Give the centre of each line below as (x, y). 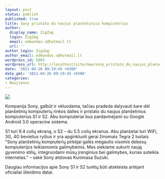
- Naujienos (17, 83)
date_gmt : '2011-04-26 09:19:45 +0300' (46, 74)
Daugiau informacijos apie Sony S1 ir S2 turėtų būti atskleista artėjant (75, 167)
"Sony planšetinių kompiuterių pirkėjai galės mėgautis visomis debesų (76, 142)
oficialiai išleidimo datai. (29, 172)
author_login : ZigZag (27, 51)
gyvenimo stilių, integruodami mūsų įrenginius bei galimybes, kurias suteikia (82, 152)
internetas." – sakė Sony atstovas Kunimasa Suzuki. (57, 157)
